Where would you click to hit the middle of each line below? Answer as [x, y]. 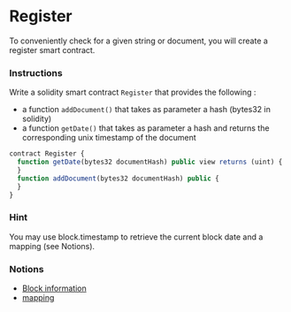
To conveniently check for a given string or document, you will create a [138, 41]
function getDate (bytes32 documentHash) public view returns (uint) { [150, 162]
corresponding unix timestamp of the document [109, 138]
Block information [54, 288]
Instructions [36, 72]
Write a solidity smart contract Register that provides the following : [133, 92]
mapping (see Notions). [52, 246]
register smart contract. [52, 49]
